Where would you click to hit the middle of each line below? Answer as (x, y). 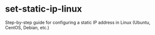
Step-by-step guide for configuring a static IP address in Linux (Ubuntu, (78, 22)
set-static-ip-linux (44, 9)
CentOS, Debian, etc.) (27, 27)
